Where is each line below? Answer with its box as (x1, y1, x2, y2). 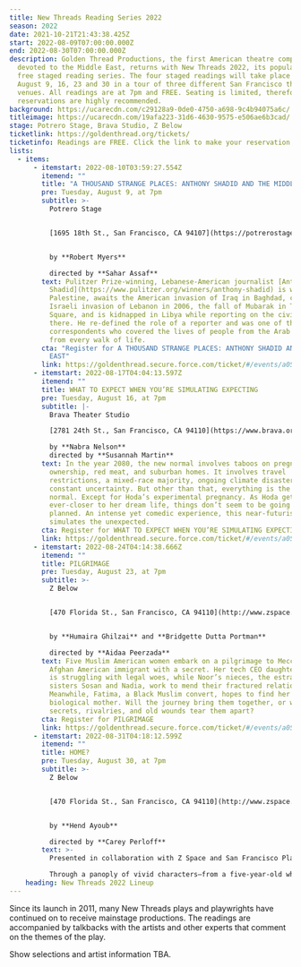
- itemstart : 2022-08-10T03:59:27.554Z (32, 163, 182, 172)
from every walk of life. (48, 335, 146, 345)
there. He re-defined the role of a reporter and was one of (48, 319, 282, 328)
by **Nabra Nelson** (48, 442, 126, 452)
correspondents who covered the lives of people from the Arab (48, 327, 291, 336)
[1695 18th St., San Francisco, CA (48, 228, 182, 237)
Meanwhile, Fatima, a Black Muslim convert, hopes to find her (48, 690, 291, 699)
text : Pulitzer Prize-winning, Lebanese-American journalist (41, 277, 275, 287)
